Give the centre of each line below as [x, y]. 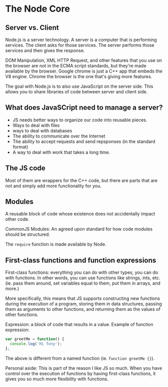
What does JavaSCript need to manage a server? [84, 108]
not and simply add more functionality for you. [53, 186]
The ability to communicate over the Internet [59, 136]
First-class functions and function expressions [81, 260]
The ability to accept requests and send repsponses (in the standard [84, 141]
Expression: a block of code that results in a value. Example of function [79, 325]
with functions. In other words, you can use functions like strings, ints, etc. [83, 278]
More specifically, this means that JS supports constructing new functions [83, 298]
